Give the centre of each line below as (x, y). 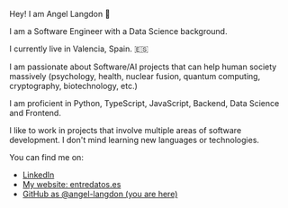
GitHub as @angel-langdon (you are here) (100, 194)
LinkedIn (38, 175)
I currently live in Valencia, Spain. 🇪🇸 (79, 49)
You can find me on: (46, 157)
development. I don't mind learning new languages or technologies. (134, 140)
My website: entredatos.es (72, 184)
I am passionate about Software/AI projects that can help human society (143, 67)
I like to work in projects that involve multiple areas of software (126, 130)
